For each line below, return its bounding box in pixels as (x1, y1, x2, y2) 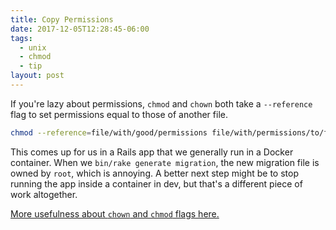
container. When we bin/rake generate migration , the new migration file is (10, 156, 320, 168)
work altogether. (10, 188, 78, 200)
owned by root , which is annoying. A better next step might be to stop (10, 167, 300, 179)
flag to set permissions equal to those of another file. (10, 108, 228, 120)
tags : (10, 33, 33, 43)
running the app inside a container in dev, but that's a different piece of (10, 177, 303, 190)
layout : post (10, 71, 65, 81)
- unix (19, 42, 47, 53)
